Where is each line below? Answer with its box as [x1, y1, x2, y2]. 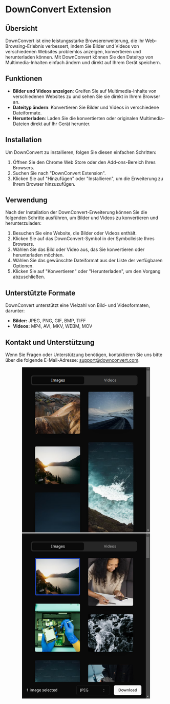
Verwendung [5, 196, 48, 205]
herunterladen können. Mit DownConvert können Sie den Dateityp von [5, 54, 154, 60]
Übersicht [5, 24, 38, 33]
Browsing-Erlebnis [5, 43, 45, 49]
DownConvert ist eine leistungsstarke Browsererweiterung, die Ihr [5, 37, 144, 44]
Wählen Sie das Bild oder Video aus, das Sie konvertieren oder [12, 246, 145, 252]
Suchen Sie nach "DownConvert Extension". [12, 170, 106, 176]
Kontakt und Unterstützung [5, 338, 95, 347]
